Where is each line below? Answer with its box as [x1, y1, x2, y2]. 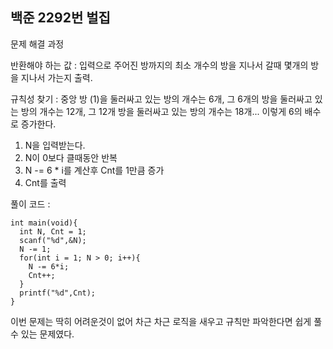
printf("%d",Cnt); [19, 288, 97, 298]
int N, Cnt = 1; [19, 226, 87, 237]
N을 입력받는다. [24, 139, 86, 151]
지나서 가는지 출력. [20, 71, 93, 83]
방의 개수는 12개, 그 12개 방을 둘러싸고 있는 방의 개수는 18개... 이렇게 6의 [20, 105, 303, 117]
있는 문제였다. [20, 328, 75, 340]
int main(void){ [10, 218, 78, 228]
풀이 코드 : [10, 198, 51, 210]
